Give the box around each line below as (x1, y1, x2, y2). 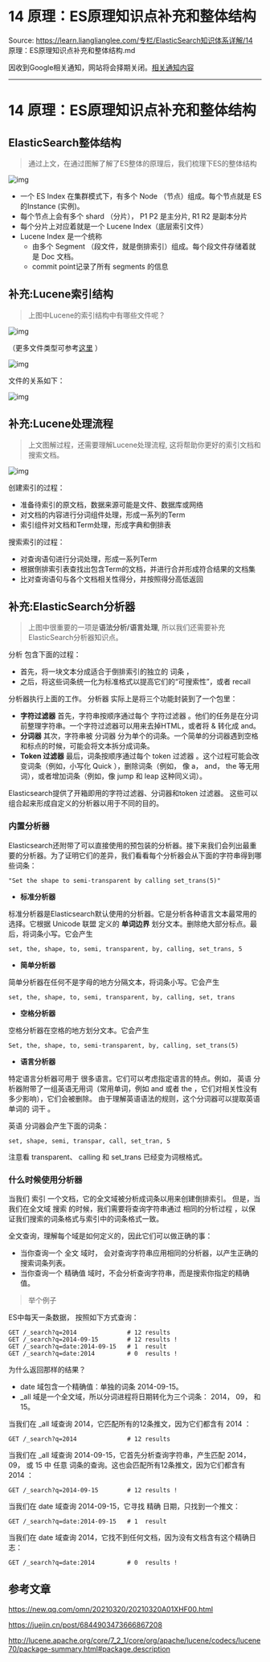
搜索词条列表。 (19, 1258, 70, 1267)
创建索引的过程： (8, 482, 65, 492)
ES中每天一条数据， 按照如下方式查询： (8, 1312, 139, 1322)
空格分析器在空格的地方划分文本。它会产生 (8, 1025, 149, 1035)
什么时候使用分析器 (8, 1174, 83, 1185)
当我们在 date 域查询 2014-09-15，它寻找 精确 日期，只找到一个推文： (8, 1501, 241, 1511)
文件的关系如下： (8, 375, 65, 385)
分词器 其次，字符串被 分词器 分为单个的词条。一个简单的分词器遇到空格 (19, 731, 259, 741)
